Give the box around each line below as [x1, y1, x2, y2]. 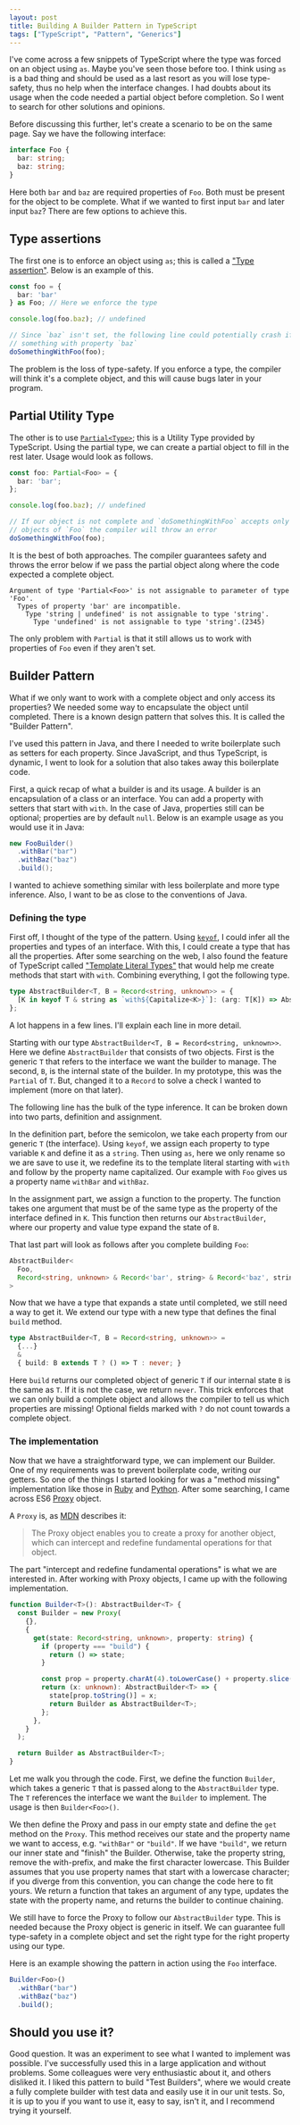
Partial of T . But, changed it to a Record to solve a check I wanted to [9, 1075, 262, 1086]
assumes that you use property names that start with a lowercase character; [9, 1867, 290, 1878]
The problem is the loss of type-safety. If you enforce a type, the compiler [9, 363, 282, 374]
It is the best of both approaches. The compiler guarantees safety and [9, 550, 267, 561]
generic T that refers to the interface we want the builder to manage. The [9, 1055, 277, 1067]
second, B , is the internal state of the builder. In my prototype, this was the [9, 1065, 282, 1076]
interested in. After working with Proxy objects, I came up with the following [9, 1573, 287, 1585]
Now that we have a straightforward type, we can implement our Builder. [9, 1455, 276, 1466]
